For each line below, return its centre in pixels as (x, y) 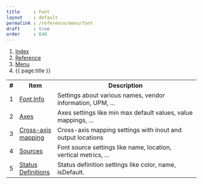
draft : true (28, 29)
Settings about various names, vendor (111, 95)
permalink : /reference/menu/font (50, 23)
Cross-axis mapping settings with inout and (120, 130)
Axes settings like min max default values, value (125, 113)
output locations (80, 138)
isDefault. (71, 173)
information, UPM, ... (86, 103)
